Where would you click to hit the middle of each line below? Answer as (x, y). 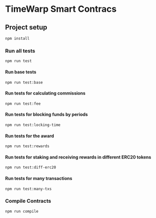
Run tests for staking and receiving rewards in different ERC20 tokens (78, 157)
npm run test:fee (23, 104)
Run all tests (20, 51)
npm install (17, 38)
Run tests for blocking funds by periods (46, 115)
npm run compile (22, 211)
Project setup (26, 27)
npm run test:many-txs (28, 189)
